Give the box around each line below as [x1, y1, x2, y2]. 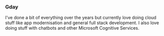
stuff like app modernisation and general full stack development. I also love [5, 20, 160, 26]
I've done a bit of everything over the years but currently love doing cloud [5, 15, 157, 21]
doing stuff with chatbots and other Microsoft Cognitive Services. [5, 25, 140, 31]
